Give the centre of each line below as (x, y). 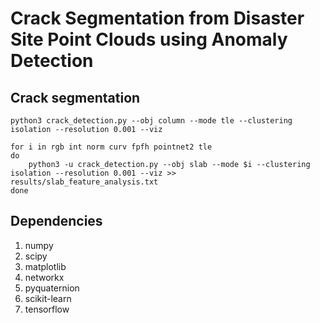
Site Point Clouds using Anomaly (149, 39)
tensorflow (47, 309)
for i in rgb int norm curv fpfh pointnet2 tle (111, 147)
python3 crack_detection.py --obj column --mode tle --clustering (151, 121)
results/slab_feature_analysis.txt (84, 182)
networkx (44, 277)
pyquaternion (52, 288)
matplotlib (45, 266)
